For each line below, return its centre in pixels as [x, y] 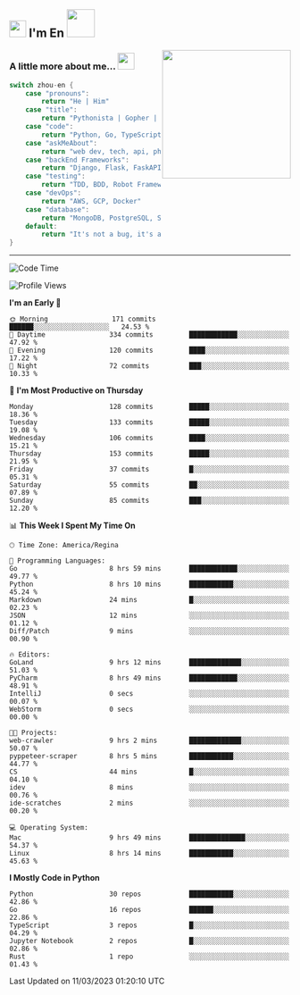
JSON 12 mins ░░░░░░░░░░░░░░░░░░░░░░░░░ [150, 616]
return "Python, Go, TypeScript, [104, 135]
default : [42, 226]
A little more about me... [62, 66]
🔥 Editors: [30, 655]
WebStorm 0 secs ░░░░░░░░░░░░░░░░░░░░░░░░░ [150, 710]
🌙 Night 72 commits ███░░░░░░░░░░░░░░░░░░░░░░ [150, 366]
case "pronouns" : [58, 93]
